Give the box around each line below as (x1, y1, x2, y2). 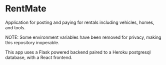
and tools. (5, 24, 26, 30)
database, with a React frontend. (5, 54, 72, 60)
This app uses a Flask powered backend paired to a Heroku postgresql (5, 49, 151, 55)
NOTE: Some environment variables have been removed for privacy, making (5, 34, 161, 40)
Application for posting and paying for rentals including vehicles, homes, (5, 19, 154, 25)
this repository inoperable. (5, 39, 59, 45)
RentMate (5, 3, 46, 14)
